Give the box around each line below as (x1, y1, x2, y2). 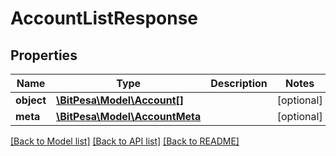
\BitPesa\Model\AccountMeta (56, 110, 202, 123)
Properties (10, 47, 78, 64)
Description (210, 77, 268, 90)
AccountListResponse (10, 7, 199, 30)
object (15, 93, 47, 107)
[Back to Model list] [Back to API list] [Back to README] (10, 135, 240, 147)
